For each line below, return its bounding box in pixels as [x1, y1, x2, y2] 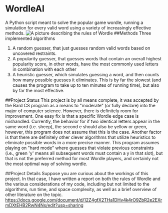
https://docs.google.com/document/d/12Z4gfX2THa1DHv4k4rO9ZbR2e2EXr [5, 197, 162, 203]
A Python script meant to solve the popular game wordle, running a [5, 19, 143, 25]
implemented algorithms [5, 35, 55, 41]
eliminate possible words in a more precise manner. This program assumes [5, 139, 159, 145]
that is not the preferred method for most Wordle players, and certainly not [5, 155, 159, 161]
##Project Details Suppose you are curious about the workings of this [5, 170, 148, 176]
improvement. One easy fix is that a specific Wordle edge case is [5, 113, 139, 119]
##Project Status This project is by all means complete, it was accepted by [5, 97, 159, 103]
